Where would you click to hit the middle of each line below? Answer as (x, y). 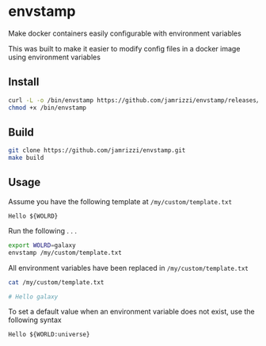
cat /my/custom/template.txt (56, 282)
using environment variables (55, 57)
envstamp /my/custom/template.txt (65, 253)
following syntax (35, 320)
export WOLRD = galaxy (42, 245)
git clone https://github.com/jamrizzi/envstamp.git (97, 150)
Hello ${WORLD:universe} (49, 335)
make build (26, 158)
